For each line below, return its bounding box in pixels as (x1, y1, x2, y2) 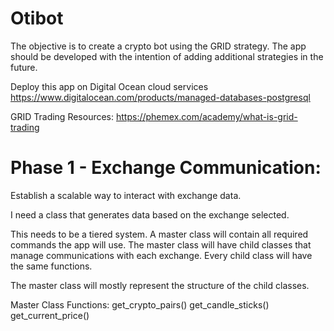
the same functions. (10, 260, 93, 272)
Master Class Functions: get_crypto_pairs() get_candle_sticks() (10, 298, 270, 311)
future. (10, 61, 38, 73)
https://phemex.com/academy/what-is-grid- (115, 110, 298, 122)
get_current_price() (10, 309, 90, 321)
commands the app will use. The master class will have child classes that (10, 238, 312, 251)
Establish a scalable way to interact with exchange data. (10, 189, 242, 201)
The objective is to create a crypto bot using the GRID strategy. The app (10, 40, 307, 52)
